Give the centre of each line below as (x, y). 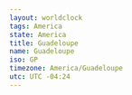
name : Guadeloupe (42, 52)
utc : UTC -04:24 (40, 77)
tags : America (36, 26)
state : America (38, 34)
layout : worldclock (46, 18)
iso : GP (24, 60)
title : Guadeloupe (44, 43)
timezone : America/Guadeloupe (66, 69)
